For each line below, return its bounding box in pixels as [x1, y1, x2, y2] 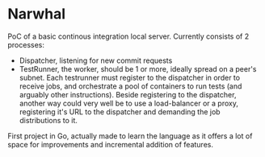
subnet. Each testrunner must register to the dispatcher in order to [19, 72, 240, 82]
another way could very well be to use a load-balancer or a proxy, [19, 98, 239, 108]
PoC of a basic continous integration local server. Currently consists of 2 [7, 31, 250, 41]
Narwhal [7, 5, 66, 23]
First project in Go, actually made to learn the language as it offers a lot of [7, 130, 253, 141]
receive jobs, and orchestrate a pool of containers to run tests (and [19, 81, 242, 91]
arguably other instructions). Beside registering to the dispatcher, [19, 89, 237, 99]
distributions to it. [19, 115, 78, 125]
